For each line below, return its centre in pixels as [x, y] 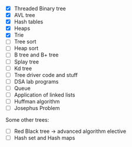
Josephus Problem [37, 108]
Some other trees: [27, 120]
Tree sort [25, 42]
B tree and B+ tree [36, 55]
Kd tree [23, 68]
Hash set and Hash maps [44, 138]
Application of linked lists [44, 95]
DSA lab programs [36, 81]
